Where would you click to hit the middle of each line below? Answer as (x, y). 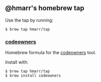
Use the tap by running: (29, 20)
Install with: (17, 62)
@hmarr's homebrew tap (45, 8)
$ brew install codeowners (33, 76)
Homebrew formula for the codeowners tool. (51, 53)
